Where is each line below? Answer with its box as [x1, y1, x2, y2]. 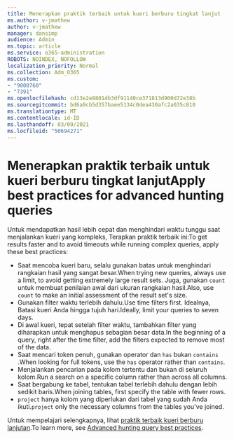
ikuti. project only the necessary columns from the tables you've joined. [17, 403, 224, 411]
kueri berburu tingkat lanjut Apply [7, 172, 206, 188]
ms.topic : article [7, 43, 61, 50]
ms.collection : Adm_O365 [7, 69, 80, 76]
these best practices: [7, 248, 69, 256]
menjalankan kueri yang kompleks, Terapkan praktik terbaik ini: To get [7, 232, 208, 242]
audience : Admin [7, 36, 55, 43]
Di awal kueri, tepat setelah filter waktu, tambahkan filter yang [17, 321, 197, 329]
